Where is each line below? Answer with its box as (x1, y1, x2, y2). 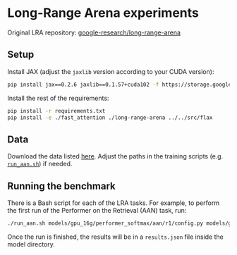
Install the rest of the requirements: (7, 94, 109, 102)
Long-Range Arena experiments (7, 5, 199, 21)
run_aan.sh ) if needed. (7, 160, 73, 168)
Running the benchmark (7, 180, 116, 192)
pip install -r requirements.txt (7, 107, 106, 114)
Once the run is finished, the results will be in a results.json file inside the (7, 232, 224, 241)
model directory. (7, 240, 55, 248)
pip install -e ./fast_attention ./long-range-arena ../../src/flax (7, 114, 213, 121)
